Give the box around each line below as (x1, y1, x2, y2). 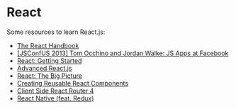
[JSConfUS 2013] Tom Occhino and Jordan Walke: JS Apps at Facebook (16, 49, 229, 57)
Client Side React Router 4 (16, 86, 94, 95)
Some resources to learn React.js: (6, 28, 106, 36)
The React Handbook (16, 41, 79, 50)
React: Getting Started (16, 56, 82, 64)
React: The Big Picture (16, 71, 83, 80)
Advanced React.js (16, 64, 72, 72)
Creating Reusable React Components (16, 79, 129, 87)
